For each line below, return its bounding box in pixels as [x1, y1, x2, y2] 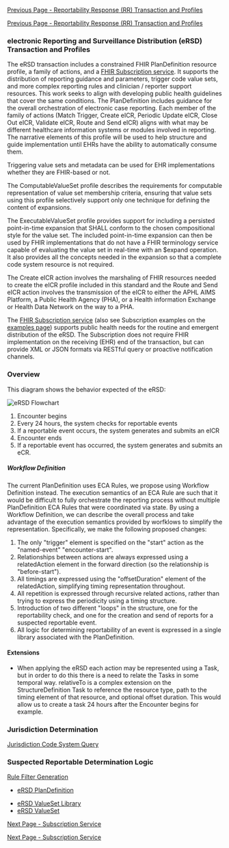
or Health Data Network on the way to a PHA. [7, 303, 135, 311]
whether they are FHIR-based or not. [7, 168, 111, 177]
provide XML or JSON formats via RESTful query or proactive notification [7, 346, 213, 354]
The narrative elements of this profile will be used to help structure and [7, 133, 207, 141]
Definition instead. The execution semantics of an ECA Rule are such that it [7, 488, 218, 496]
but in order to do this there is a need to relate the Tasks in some [16, 671, 199, 679]
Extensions [7, 649, 40, 657]
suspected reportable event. [16, 618, 97, 627]
